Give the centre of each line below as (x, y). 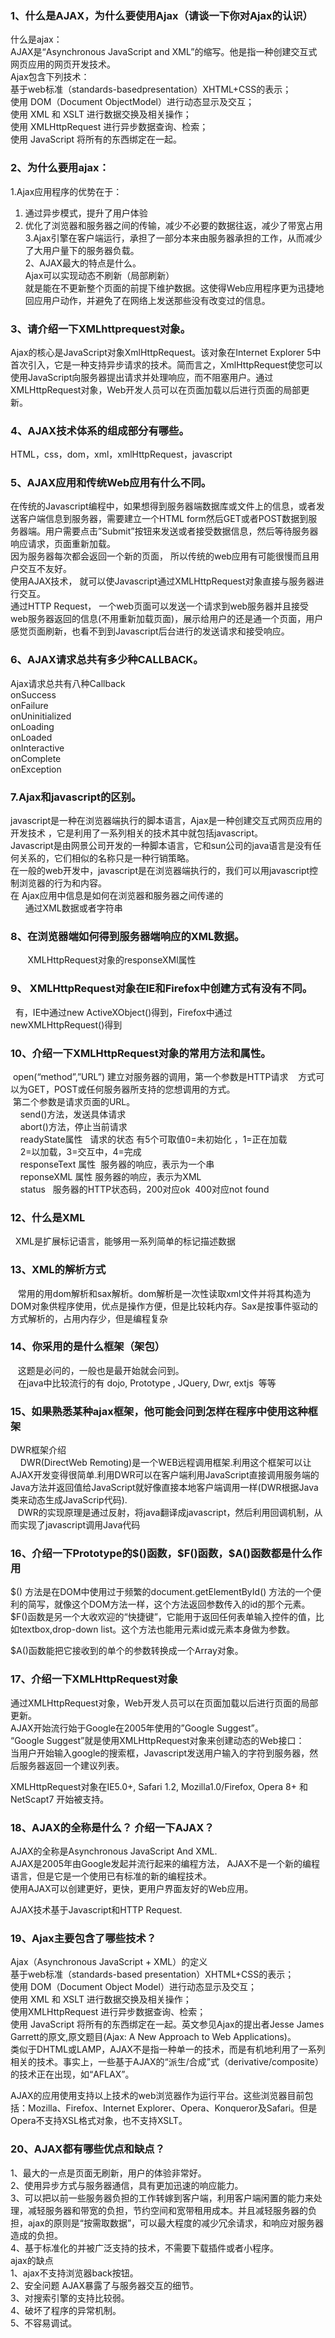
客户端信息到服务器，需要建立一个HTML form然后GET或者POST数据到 (163, 519)
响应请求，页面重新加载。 (63, 544)
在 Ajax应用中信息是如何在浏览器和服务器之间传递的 (117, 896)
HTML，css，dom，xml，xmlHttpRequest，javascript (121, 454)
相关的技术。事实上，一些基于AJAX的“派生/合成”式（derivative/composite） (167, 2062)
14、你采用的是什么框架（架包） (88, 1347)
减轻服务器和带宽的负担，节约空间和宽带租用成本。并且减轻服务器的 (167, 2210)
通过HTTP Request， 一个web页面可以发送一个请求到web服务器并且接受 (160, 606)
